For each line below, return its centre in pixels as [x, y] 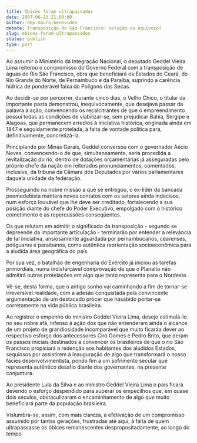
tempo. [15, 434]
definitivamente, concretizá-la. [43, 135]
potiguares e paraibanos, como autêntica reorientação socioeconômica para [99, 245]
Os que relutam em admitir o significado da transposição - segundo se [92, 226]
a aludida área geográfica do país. [48, 251]
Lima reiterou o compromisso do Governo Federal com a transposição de [95, 67]
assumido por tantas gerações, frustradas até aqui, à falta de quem [88, 421]
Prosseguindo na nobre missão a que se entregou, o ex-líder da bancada [94, 189]
